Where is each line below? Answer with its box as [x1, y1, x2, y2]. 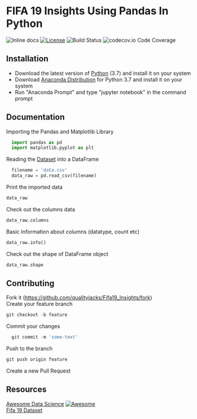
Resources [6, 384, 47, 395]
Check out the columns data [6, 205, 75, 212]
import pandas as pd [11, 139, 62, 145]
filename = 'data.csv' [11, 167, 68, 173]
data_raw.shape [6, 262, 44, 268]
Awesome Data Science [6, 400, 64, 407]
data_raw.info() [6, 239, 46, 245]
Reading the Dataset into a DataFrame [6, 156, 99, 163]
